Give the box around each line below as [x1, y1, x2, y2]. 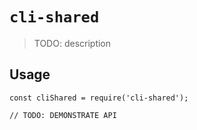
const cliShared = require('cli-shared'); [9, 93, 189, 103]
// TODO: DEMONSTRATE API [9, 110, 117, 120]
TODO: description [33, 37, 112, 49]
